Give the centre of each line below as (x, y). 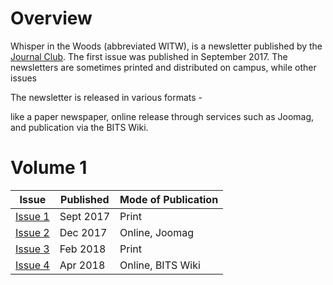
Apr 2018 (82, 265)
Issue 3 (32, 249)
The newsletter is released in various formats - (106, 97)
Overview (51, 18)
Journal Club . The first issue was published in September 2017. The (149, 56)
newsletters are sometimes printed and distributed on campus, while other (163, 67)
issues (23, 78)
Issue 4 (32, 265)
